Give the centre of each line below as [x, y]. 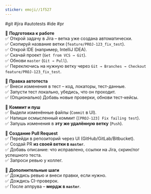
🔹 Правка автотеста [27, 81]
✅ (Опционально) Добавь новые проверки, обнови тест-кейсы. [72, 97]
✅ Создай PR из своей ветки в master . [45, 144]
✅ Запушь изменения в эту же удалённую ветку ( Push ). [64, 123]
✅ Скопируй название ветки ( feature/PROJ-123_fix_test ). [65, 44]
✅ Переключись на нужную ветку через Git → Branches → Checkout [76, 66]
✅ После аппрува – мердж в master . [43, 186]
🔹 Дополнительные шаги [32, 170]
